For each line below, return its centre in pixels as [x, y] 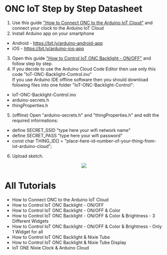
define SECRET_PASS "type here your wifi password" [67, 135]
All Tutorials [30, 186]
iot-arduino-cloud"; [32, 146]
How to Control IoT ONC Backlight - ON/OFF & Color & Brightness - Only [87, 226]
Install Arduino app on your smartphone [53, 33]
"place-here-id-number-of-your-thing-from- [110, 141]
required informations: [35, 120]
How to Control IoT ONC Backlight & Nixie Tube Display [69, 242]
